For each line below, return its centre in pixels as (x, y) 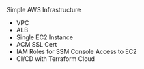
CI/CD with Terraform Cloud (56, 59)
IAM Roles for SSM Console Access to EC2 (76, 51)
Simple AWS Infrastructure (44, 10)
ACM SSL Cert (37, 44)
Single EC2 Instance (44, 37)
